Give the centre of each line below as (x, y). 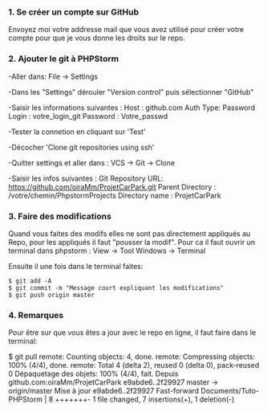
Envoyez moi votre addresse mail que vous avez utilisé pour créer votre (126, 30)
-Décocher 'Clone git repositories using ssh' (81, 147)
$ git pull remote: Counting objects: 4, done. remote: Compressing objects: (132, 357)
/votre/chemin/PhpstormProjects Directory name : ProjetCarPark (115, 195)
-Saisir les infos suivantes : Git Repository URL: (86, 178)
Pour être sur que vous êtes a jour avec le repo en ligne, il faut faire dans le (132, 332)
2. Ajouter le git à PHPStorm (63, 59)
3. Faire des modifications (60, 216)
